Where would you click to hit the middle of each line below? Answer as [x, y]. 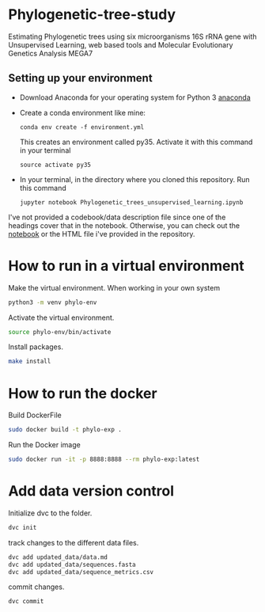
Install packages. [36, 347]
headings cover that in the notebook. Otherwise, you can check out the [124, 225]
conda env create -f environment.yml [82, 127]
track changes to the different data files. [74, 542]
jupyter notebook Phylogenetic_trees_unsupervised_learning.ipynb [131, 202]
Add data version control [91, 491]
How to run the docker [83, 393]
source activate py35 [55, 165]
